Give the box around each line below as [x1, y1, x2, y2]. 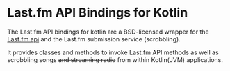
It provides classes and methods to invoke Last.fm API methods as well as [7, 48, 219, 57]
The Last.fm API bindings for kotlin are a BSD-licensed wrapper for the [7, 28, 210, 36]
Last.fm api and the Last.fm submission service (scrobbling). [7, 34, 181, 43]
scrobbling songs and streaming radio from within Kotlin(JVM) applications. [7, 55, 224, 63]
